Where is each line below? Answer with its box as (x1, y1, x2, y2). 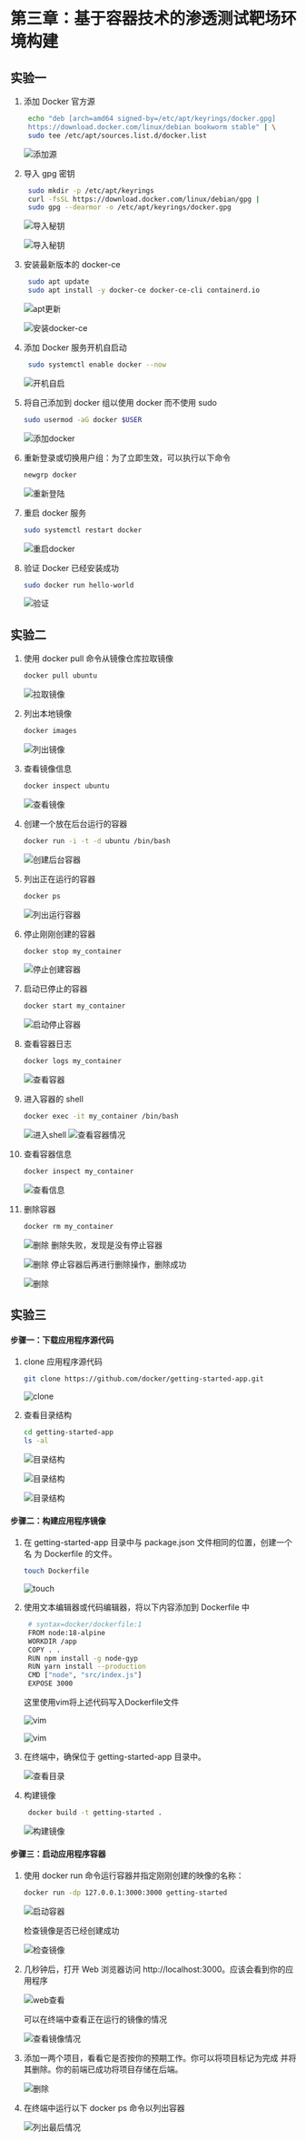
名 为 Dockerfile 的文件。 (23, 1548, 117, 1560)
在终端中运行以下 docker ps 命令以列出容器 (23, 2103, 185, 2114)
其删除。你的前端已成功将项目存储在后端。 (23, 2064, 183, 2075)
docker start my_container (23, 1001, 126, 1010)
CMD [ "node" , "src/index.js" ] (27, 1671, 143, 1680)
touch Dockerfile (23, 1566, 90, 1576)
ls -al (23, 1436, 49, 1446)
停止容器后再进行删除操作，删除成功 (50, 1259, 187, 1270)
